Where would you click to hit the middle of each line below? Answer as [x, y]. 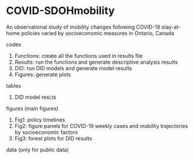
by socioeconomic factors [46, 132]
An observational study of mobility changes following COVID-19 [83, 27]
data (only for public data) [38, 150]
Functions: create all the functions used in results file [78, 56]
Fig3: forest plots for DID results [53, 138]
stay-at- [171, 27]
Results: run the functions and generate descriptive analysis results [96, 62]
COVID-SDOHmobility [61, 11]
